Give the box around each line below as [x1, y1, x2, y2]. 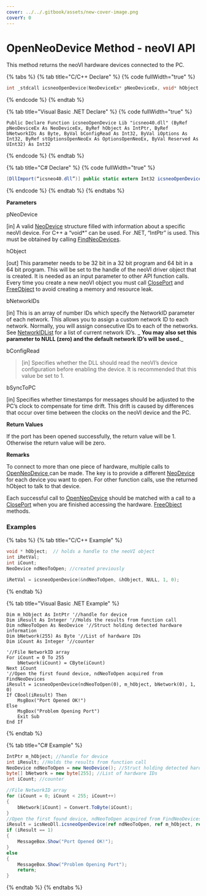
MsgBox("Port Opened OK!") [17, 697, 86, 703]
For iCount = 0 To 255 [6, 654, 64, 661]
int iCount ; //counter [6, 776, 64, 783]
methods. [6, 507, 31, 515]
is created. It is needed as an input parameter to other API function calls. [6, 272, 189, 280]
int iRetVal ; [6, 554, 40, 561]
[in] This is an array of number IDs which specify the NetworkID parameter [6, 309, 195, 316]
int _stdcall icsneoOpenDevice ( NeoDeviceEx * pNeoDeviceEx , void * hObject [6, 85, 199, 91]
